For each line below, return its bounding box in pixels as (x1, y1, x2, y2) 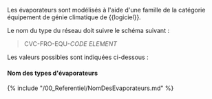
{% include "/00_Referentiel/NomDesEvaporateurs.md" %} (7, 84, 174, 92)
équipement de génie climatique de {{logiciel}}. (7, 13, 141, 21)
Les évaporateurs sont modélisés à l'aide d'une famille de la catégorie (7, 6, 206, 14)
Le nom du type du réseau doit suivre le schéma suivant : (7, 27, 170, 34)
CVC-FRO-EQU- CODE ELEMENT (23, 40, 118, 47)
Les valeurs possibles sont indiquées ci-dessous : (7, 53, 149, 61)
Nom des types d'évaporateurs (7, 69, 98, 77)
